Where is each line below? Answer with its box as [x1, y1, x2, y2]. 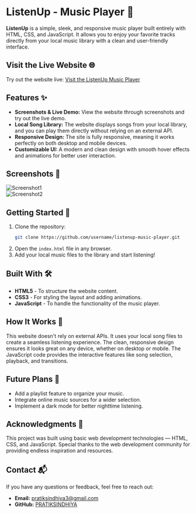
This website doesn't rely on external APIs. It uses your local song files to [6, 332, 183, 339]
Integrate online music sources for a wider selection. [14, 396, 142, 403]
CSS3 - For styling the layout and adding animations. [14, 293, 142, 300]
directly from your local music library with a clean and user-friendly [6, 37, 169, 44]
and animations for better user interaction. [14, 152, 116, 159]
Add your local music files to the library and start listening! [14, 251, 156, 258]
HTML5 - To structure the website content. [14, 287, 118, 295]
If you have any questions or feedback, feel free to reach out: [6, 483, 154, 491]
